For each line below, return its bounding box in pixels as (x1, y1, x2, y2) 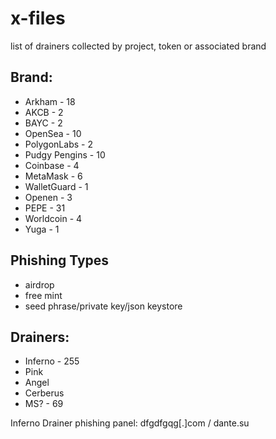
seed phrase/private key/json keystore (24, 300, 183, 312)
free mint (24, 289, 63, 301)
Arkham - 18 (24, 95, 76, 107)
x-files (10, 7, 66, 30)
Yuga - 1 (24, 223, 60, 235)
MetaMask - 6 (24, 170, 83, 182)
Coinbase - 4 (24, 159, 80, 171)
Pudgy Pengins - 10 (24, 148, 106, 161)
